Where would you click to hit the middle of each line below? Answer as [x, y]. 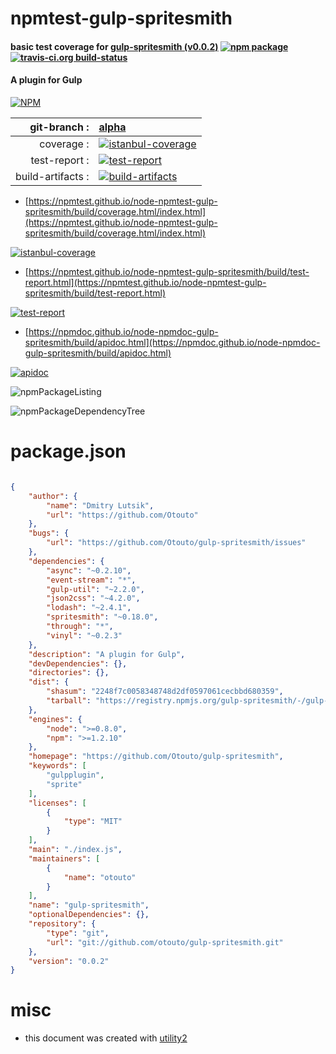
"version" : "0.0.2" [69, 961]
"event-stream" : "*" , [91, 580]
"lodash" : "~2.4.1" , [89, 608]
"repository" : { [62, 924]
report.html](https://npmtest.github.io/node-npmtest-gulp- [145, 282]
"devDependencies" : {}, [78, 663]
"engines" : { [55, 719]
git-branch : [59, 127]
